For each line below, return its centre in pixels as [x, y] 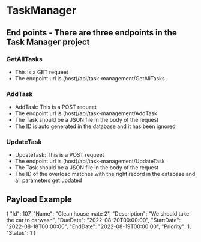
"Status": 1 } [21, 233]
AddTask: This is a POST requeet [56, 107]
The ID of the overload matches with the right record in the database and [105, 174]
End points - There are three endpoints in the [91, 33]
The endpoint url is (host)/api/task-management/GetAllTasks [90, 78]
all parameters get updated [48, 180]
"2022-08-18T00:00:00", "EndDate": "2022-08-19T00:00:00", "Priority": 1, [99, 226]
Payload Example [39, 199]
